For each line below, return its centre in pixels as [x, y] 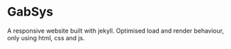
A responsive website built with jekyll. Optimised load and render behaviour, [115, 31]
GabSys [30, 12]
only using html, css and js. [46, 37]
